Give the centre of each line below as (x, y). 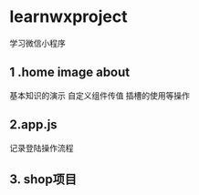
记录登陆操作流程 (42, 148)
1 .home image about (70, 72)
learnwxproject (68, 17)
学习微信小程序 (37, 43)
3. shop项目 (43, 179)
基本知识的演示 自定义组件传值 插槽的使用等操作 (99, 95)
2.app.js (33, 125)
